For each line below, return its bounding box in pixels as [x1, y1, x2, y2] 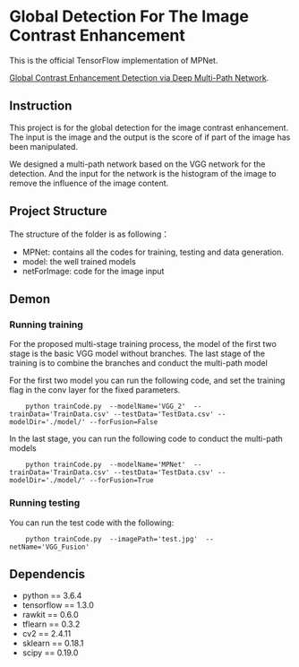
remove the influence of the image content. [9, 178, 169, 188]
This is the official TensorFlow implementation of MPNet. [9, 55, 218, 65]
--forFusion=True [89, 476, 154, 485]
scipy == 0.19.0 [21, 647, 79, 658]
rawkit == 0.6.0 [21, 610, 79, 620]
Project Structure [9, 204, 107, 219]
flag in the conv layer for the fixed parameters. [9, 385, 181, 395]
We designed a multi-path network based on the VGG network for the [9, 159, 266, 169]
